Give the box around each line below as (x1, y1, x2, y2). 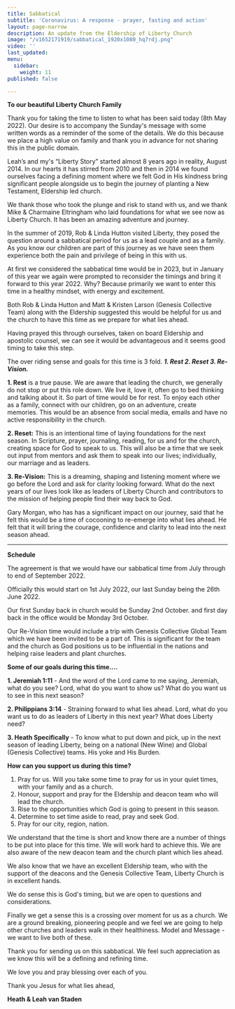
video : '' (7, 43, 36, 50)
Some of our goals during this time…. (7, 663, 118, 671)
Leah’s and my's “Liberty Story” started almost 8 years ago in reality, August (7, 157, 227, 166)
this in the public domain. (7, 144, 80, 152)
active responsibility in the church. (7, 415, 106, 424)
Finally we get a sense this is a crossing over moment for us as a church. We (7, 911, 228, 919)
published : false (7, 75, 58, 83)
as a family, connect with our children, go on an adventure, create (7, 401, 197, 409)
